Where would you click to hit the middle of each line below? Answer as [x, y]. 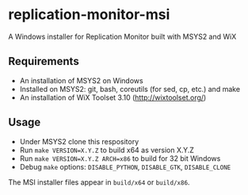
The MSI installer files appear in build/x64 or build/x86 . [99, 182]
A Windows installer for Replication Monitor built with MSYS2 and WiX [122, 36]
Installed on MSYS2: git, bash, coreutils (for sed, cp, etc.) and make [130, 89]
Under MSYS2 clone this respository [79, 141]
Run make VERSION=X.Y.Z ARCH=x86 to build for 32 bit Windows [120, 158]
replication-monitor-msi [89, 15]
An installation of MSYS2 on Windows [82, 80]
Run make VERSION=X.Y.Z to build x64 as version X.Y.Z [107, 150]
